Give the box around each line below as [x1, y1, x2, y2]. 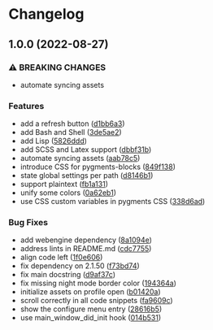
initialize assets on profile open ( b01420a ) [20, 287, 161, 297]
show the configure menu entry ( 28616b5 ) [20, 304, 163, 314]
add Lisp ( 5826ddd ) [20, 136, 88, 146]
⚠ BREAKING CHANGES [8, 62, 106, 73]
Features [8, 100, 45, 111]
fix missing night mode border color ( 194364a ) [20, 278, 177, 289]
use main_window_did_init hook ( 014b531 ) [20, 313, 162, 323]
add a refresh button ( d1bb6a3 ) [20, 119, 125, 128]
